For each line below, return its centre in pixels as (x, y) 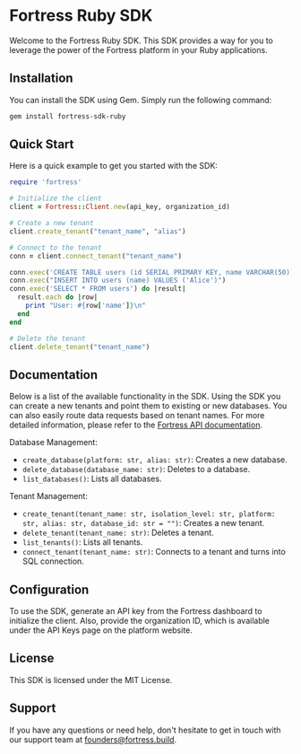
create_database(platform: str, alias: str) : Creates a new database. (155, 460)
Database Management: (54, 443)
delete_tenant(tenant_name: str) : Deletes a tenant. (118, 533)
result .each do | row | (58, 297)
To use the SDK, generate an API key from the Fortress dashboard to (136, 611)
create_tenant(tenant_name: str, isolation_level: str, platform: (149, 514)
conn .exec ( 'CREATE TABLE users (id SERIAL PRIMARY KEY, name (126, 272)
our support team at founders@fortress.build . (93, 739)
